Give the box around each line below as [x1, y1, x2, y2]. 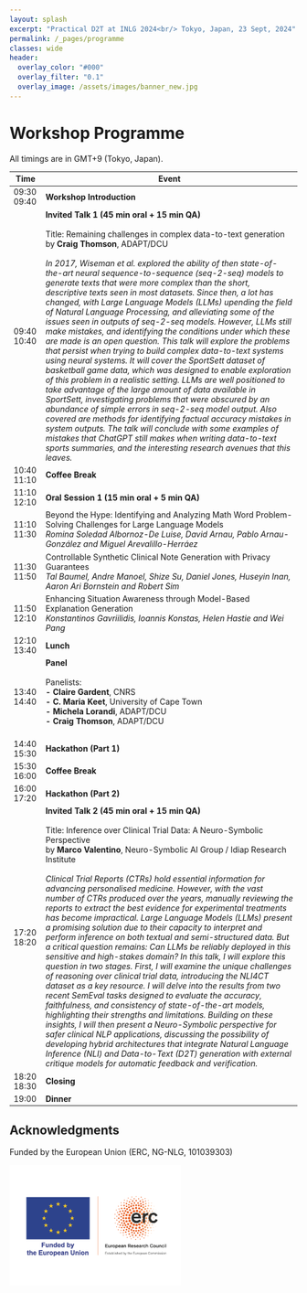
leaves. [45, 452, 73, 463]
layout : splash [9, 15, 68, 24]
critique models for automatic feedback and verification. [45, 1058, 259, 1069]
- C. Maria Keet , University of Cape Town [45, 696, 203, 708]
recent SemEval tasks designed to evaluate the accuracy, [45, 990, 262, 1001]
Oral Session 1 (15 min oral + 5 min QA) [45, 492, 200, 503]
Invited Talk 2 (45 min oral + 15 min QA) [45, 806, 201, 817]
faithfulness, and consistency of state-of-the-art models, [45, 999, 265, 1010]
